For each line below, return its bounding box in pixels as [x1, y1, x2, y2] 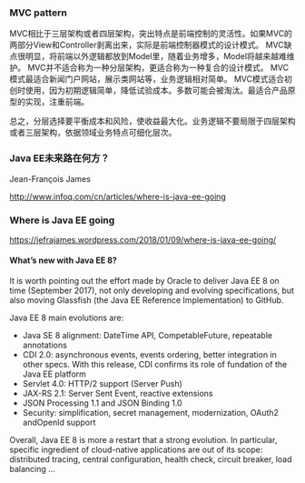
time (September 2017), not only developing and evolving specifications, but [9, 285, 295, 297]
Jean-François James [9, 173, 91, 184]
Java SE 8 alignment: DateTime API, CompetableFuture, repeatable [22, 330, 273, 341]
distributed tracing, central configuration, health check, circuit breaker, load [9, 454, 292, 465]
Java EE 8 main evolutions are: [9, 312, 124, 324]
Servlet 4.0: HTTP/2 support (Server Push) [22, 378, 183, 389]
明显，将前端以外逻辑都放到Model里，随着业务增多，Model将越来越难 [25, 51, 288, 62]
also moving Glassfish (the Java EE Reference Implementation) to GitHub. [9, 295, 284, 306]
